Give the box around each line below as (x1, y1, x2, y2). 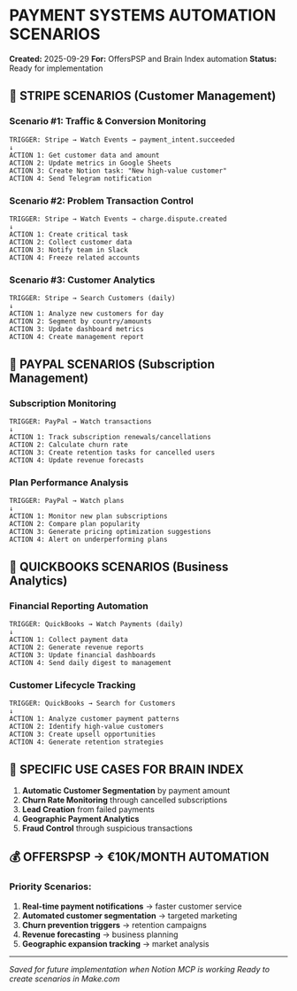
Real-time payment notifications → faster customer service (21, 901, 242, 911)
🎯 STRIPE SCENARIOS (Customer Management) (9, 89, 277, 104)
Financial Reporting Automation (9, 600, 148, 612)
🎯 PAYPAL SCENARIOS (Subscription (9, 356, 215, 372)
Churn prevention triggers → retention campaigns (21, 919, 208, 930)
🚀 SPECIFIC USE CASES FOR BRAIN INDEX (9, 762, 245, 777)
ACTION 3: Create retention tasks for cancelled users (9, 448, 216, 457)
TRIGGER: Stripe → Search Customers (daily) (9, 294, 176, 303)
